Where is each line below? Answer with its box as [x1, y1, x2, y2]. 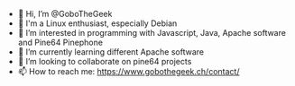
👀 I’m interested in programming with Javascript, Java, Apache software [17, 28, 287, 38]
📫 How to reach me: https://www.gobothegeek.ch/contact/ [17, 66, 240, 76]
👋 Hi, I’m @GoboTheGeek [17, 9, 113, 19]
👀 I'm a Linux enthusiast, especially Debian [17, 18, 178, 29]
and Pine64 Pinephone [17, 37, 104, 47]
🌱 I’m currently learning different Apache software [17, 47, 205, 57]
